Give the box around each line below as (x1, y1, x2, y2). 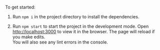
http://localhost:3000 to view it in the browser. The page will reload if (12, 29, 155, 34)
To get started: (5, 4, 36, 10)
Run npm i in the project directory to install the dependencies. (12, 14, 139, 19)
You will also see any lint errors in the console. (12, 39, 108, 45)
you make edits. (12, 34, 45, 40)
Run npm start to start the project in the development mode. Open (12, 23, 149, 29)
